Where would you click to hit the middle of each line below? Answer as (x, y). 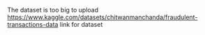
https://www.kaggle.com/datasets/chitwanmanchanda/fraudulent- (102, 17)
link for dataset (81, 24)
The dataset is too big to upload (53, 10)
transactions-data (33, 24)
